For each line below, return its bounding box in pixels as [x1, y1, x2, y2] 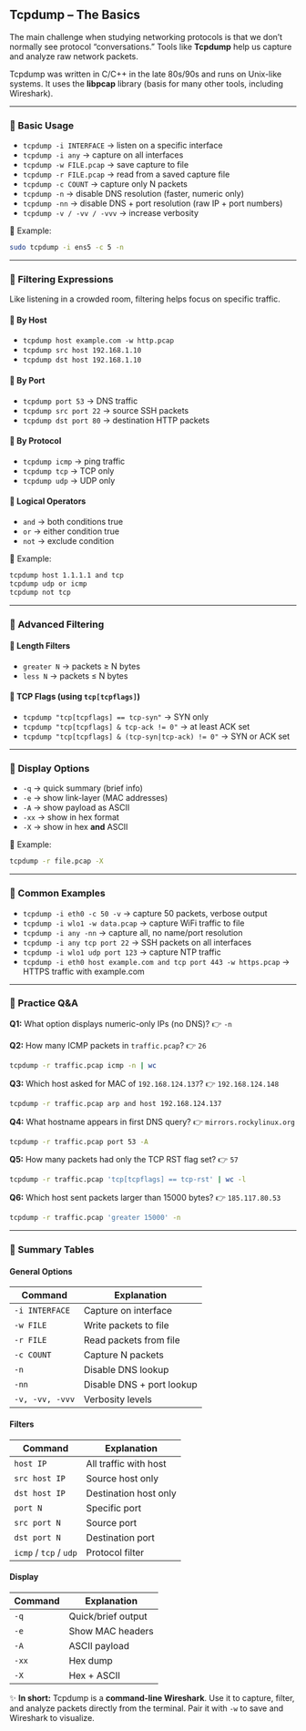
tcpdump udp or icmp [9, 579, 88, 589]
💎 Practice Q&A [9, 997, 79, 1009]
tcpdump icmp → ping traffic [22, 456, 126, 466]
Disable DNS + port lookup [83, 1378, 198, 1391]
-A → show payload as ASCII [22, 802, 130, 814]
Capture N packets [83, 1348, 164, 1361]
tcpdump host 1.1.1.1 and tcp [9, 571, 125, 580]
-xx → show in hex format [22, 812, 120, 823]
